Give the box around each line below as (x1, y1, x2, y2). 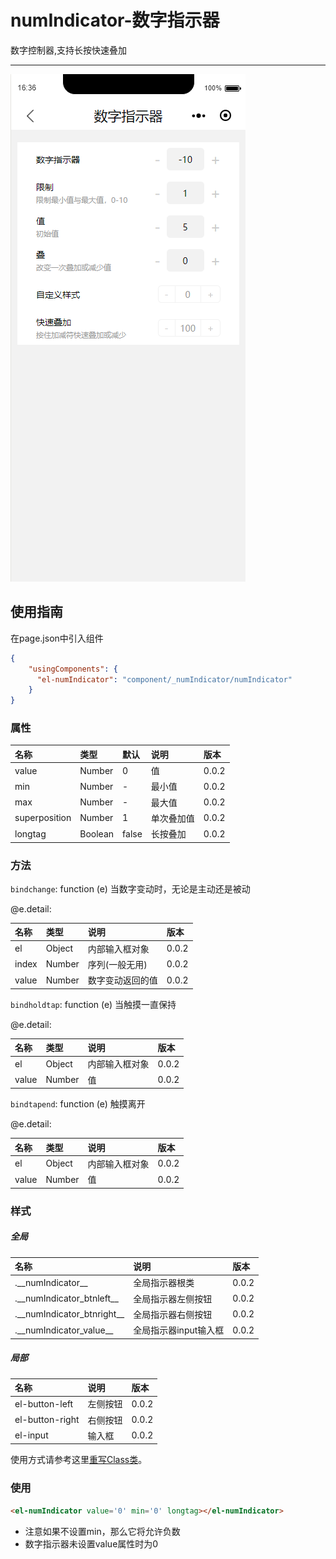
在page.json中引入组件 (10, 632, 104, 644)
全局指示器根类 (133, 1277, 195, 1289)
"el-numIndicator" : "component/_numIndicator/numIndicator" (36, 674, 293, 685)
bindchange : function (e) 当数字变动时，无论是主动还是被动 (10, 882, 251, 895)
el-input (14, 1429, 49, 1441)
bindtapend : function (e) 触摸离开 (10, 1098, 146, 1110)
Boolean (79, 827, 115, 840)
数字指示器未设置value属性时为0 (24, 1537, 159, 1550)
